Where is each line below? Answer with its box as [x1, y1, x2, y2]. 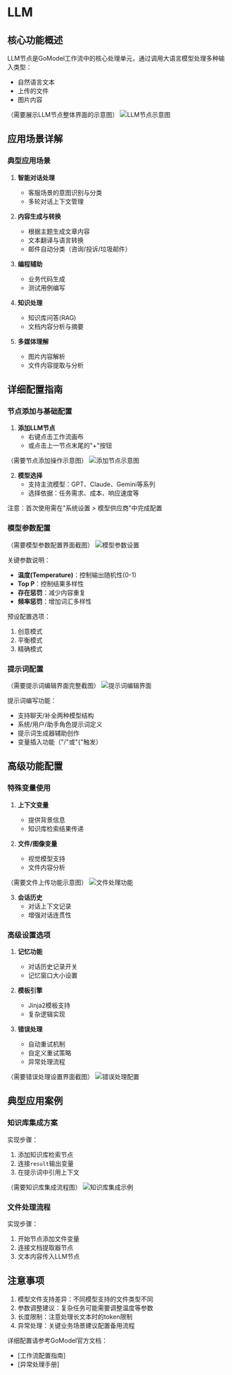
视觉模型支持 [27, 854, 65, 863]
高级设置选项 [7, 930, 51, 939]
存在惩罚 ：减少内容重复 [17, 588, 86, 596]
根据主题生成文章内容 [27, 227, 90, 235]
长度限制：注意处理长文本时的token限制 [17, 1312, 133, 1321]
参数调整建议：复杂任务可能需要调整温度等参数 [17, 1303, 153, 1312]
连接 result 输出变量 [17, 1159, 74, 1167]
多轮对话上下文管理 [27, 197, 84, 205]
